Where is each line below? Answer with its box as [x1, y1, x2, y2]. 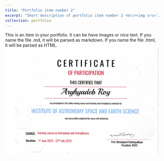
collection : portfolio [5, 18, 51, 23]
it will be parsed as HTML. [5, 42, 58, 48]
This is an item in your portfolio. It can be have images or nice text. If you [5, 32, 151, 38]
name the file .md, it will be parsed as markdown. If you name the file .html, [5, 37, 156, 43]
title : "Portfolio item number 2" [5, 8, 76, 13]
